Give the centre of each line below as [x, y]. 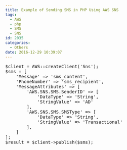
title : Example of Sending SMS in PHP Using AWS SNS [62, 10]
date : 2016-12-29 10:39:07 [34, 52]
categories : [18, 43]
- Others [19, 47]
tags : [11, 15]
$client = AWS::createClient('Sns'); [52, 66]
